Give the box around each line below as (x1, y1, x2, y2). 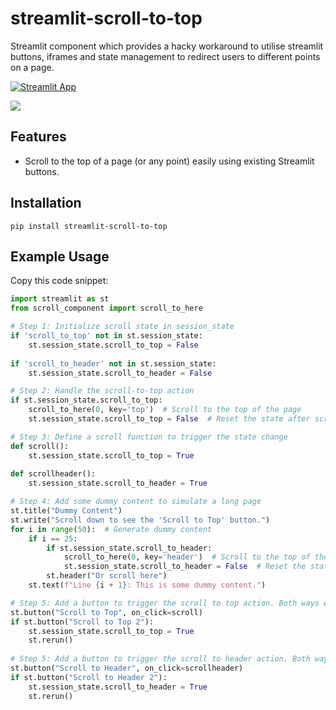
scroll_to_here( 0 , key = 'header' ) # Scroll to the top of (63, 552, 311, 562)
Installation (10, 195, 82, 212)
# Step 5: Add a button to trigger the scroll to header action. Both (10, 654, 311, 664)
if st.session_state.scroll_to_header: (46, 543, 213, 553)
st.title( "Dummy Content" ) (10, 506, 123, 516)
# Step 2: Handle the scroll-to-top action (10, 386, 195, 396)
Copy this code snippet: (10, 275, 109, 287)
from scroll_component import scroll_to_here (10, 303, 203, 314)
